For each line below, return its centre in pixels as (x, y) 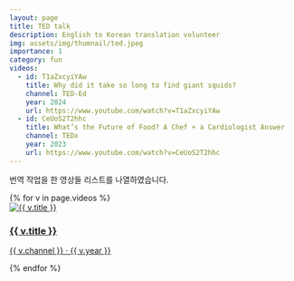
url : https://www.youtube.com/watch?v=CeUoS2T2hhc (123, 152)
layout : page (34, 18)
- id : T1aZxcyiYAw (52, 77)
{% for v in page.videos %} (60, 198)
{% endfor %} (35, 267)
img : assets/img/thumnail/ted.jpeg (76, 43)
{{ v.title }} (33, 230)
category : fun (36, 60)
